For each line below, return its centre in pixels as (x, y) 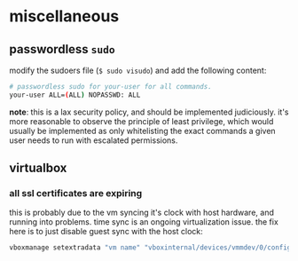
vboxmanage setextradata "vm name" (75, 248)
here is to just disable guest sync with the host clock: (106, 232)
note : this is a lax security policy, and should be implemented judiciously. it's (149, 112)
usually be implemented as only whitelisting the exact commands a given (143, 130)
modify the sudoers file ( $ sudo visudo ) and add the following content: (138, 70)
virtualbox (38, 168)
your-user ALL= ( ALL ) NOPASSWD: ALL (75, 95)
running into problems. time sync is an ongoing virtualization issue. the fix (144, 222)
